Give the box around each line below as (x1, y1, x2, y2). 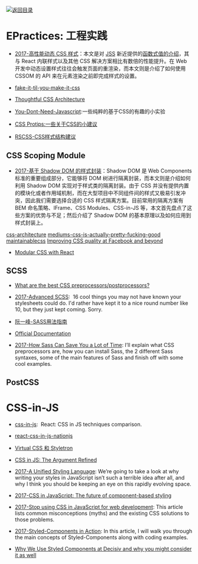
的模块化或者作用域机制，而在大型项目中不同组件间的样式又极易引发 (14, 189, 181, 196)
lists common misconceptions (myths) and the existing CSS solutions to (14, 509, 190, 517)
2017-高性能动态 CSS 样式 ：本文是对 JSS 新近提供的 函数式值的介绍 (14, 50, 179, 57)
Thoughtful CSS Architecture (14, 95, 85, 103)
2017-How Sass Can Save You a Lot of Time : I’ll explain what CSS (14, 341, 174, 348)
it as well (14, 552, 37, 559)
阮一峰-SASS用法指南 (14, 318, 67, 325)
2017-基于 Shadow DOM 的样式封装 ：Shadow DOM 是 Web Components (14, 167, 192, 174)
